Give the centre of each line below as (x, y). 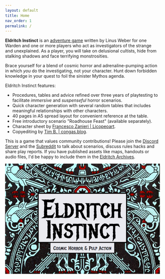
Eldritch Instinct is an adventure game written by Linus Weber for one (76, 41)
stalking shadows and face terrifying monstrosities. (57, 56)
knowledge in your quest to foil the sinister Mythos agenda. (65, 76)
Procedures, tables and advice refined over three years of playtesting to (85, 95)
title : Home (17, 15)
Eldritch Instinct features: (30, 85)
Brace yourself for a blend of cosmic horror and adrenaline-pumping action (81, 66)
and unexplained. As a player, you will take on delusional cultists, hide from (81, 51)
